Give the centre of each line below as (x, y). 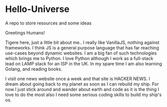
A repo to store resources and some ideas (48, 23)
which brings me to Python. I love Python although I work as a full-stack (79, 58)
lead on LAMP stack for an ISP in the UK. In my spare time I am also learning (84, 63)
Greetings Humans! (25, 32)
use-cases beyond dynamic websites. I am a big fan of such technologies (81, 53)
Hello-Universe (37, 9)
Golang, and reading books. (34, 69)
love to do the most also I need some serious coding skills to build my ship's (83, 94)
